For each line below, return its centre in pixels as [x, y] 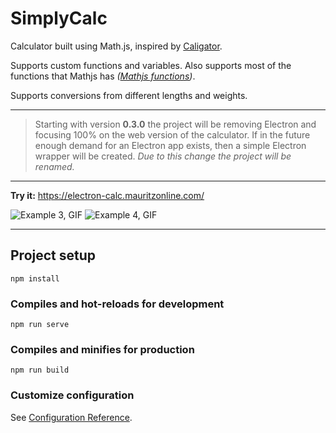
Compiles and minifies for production [102, 349]
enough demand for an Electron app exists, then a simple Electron [170, 145]
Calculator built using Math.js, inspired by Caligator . [116, 46]
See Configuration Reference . [71, 417]
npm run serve [40, 325]
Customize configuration [72, 395]
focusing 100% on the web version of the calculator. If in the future [172, 134]
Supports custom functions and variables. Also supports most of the [151, 65]
